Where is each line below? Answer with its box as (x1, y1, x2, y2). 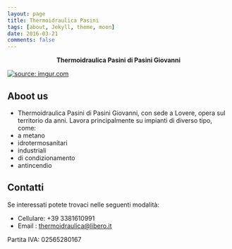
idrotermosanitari (17, 138, 68, 147)
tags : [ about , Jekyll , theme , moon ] (7, 23, 115, 30)
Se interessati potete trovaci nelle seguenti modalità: (7, 200, 160, 209)
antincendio (17, 161, 52, 169)
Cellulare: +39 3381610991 (17, 214, 95, 222)
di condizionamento (17, 153, 75, 162)
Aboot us (7, 90, 49, 102)
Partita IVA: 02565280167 (7, 235, 82, 243)
